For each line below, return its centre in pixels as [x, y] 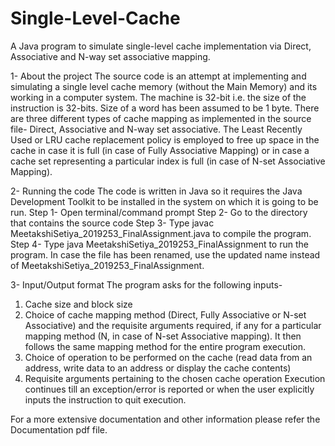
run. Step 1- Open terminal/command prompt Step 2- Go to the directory [159, 212]
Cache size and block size [78, 304]
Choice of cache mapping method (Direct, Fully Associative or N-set [165, 314]
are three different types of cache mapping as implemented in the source [161, 118]
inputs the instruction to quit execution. [105, 399]
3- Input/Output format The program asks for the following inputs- [146, 284]
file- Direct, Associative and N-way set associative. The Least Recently [156, 129]
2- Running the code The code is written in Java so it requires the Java [156, 191]
